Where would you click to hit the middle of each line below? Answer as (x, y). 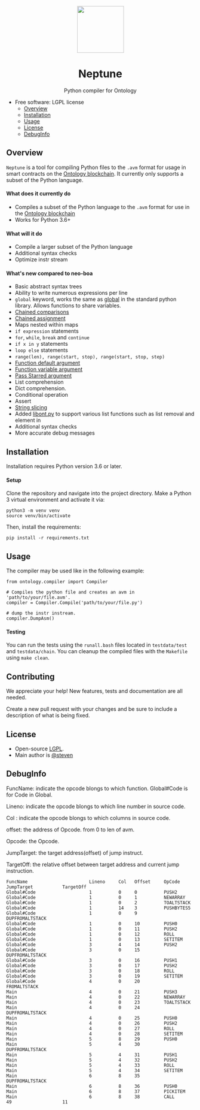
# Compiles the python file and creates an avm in (70, 592)
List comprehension (39, 382)
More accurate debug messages (55, 433)
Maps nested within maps (47, 325)
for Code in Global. (29, 795)
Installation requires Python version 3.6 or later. (64, 466)
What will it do (24, 233)
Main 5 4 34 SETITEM (95, 1070)
